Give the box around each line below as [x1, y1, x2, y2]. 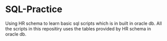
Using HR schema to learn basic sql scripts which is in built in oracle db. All [5, 20, 162, 26]
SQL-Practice [5, 4, 63, 15]
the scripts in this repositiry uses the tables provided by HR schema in [5, 25, 151, 31]
